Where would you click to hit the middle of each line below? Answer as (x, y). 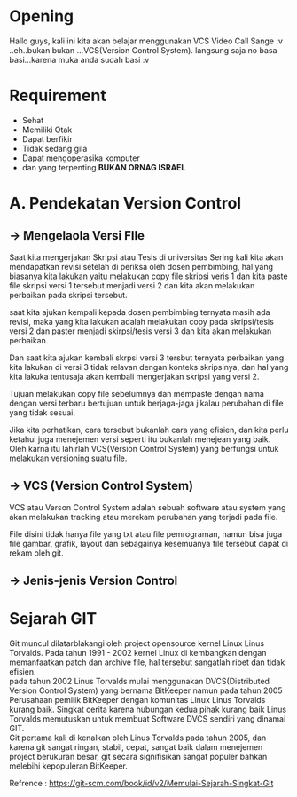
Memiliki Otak (47, 130)
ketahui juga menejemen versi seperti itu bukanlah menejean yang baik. (140, 439)
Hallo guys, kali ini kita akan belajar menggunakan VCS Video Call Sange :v (146, 41)
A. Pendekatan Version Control (125, 204)
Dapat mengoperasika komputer (81, 158)
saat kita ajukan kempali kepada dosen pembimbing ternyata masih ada (140, 312)
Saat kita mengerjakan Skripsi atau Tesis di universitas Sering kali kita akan (146, 257)
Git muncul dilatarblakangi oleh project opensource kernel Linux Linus (137, 643)
